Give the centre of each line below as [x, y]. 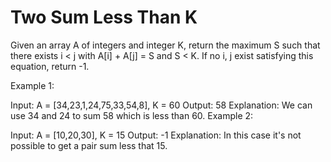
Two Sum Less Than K [104, 17]
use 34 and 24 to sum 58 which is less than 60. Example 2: [132, 115]
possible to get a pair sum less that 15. [89, 145]
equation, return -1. [50, 66]
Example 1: [32, 85]
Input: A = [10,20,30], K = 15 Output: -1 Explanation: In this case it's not [156, 135]
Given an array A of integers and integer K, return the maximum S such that [165, 45]
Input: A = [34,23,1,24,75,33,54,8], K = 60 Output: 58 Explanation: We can [161, 105]
